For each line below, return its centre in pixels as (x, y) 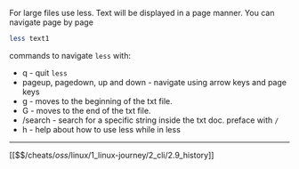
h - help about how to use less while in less (101, 129)
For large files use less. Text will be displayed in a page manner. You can (142, 13)
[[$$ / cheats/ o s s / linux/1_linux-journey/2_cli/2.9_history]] (112, 155)
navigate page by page (51, 22)
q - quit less (45, 72)
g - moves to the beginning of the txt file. (97, 101)
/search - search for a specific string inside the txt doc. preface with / (150, 120)
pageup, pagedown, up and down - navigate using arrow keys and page (154, 82)
